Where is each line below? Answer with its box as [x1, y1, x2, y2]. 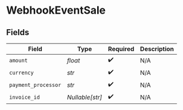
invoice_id [9, 93, 40, 100]
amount [9, 57, 28, 64]
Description [139, 45, 174, 53]
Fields [6, 27, 30, 37]
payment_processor [9, 81, 61, 88]
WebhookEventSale [6, 4, 106, 17]
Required [108, 45, 135, 53]
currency [9, 69, 34, 76]
